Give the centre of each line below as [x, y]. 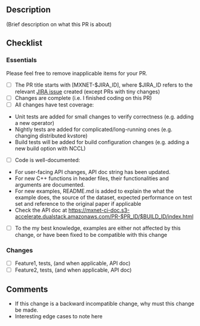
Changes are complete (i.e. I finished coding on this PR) [83, 98]
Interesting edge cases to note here [59, 316]
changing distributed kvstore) [51, 135]
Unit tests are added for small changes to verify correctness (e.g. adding [104, 117]
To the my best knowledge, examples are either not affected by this [98, 228]
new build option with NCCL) [50, 148]
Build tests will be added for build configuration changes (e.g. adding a [102, 142]
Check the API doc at [41, 210]
